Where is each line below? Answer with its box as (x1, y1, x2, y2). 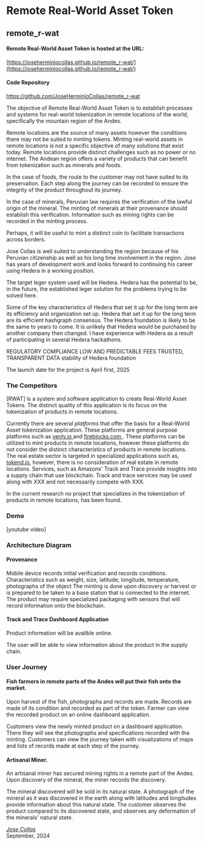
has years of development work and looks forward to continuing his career (6, 260, 193, 268)
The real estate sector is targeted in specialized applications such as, (6, 452, 180, 460)
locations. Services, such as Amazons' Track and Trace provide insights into (6, 465, 197, 472)
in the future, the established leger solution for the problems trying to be (6, 285, 187, 293)
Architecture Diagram (6, 541, 72, 549)
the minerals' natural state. (6, 814, 73, 821)
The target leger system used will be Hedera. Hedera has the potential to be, (6, 279, 198, 286)
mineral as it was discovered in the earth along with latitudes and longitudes (6, 794, 197, 802)
